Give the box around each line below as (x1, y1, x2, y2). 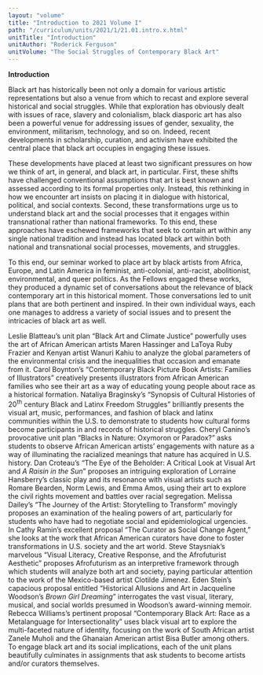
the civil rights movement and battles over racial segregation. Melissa (8, 491, 233, 500)
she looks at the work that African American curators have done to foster (8, 533, 245, 543)
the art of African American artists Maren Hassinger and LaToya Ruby (8, 340, 233, 349)
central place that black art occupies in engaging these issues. (8, 143, 210, 153)
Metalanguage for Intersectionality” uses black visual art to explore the (8, 617, 237, 626)
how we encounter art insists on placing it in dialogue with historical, (8, 192, 230, 201)
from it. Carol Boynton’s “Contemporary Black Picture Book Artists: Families (8, 365, 252, 374)
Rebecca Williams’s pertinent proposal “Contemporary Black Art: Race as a (8, 608, 250, 618)
